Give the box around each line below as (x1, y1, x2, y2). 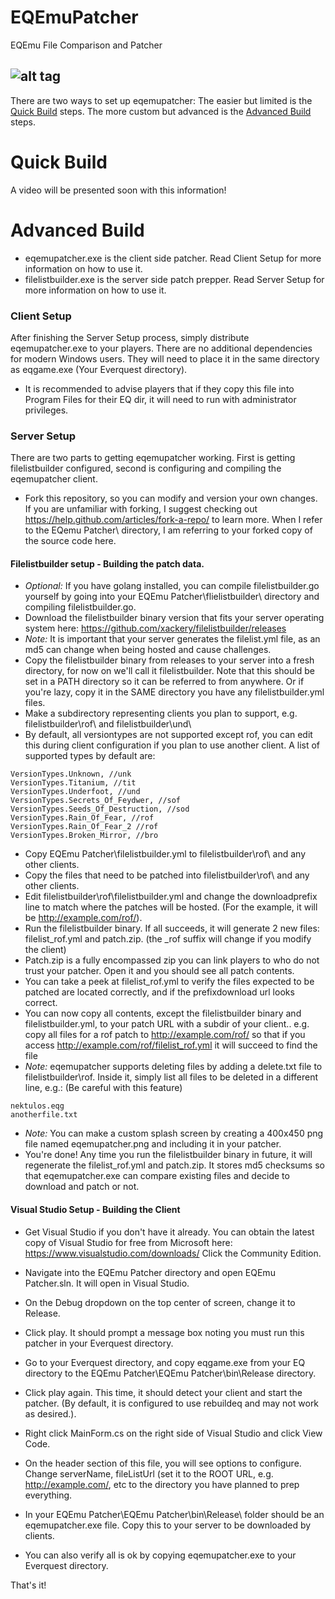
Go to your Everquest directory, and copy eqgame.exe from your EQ (24, 1356, 306, 1368)
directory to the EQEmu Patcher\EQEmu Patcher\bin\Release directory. (24, 1367, 317, 1379)
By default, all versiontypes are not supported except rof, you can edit (24, 729, 313, 741)
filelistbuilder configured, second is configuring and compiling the (10, 462, 282, 475)
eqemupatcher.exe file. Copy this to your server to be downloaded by (24, 1519, 312, 1531)
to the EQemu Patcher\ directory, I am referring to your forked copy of (24, 524, 313, 536)
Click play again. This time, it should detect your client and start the (24, 1386, 303, 1398)
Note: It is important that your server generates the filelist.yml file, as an (24, 633, 321, 645)
